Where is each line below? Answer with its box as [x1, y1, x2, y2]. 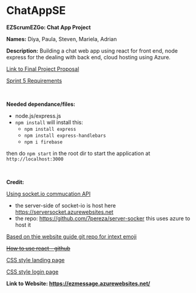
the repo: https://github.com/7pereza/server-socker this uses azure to [15, 214, 191, 222]
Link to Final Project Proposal [6, 65, 79, 73]
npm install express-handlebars [24, 133, 106, 139]
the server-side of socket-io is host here [15, 202, 117, 209]
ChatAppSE [6, 4, 66, 18]
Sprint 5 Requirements [6, 77, 63, 84]
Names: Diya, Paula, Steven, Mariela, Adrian [6, 35, 117, 42]
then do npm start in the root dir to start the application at [6, 150, 150, 157]
